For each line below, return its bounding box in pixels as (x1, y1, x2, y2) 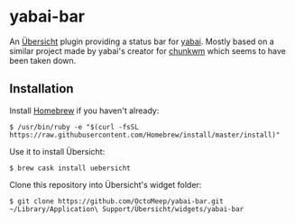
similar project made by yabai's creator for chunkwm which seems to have (9, 45, 286, 56)
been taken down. (9, 55, 77, 66)
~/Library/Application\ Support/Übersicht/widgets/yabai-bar (9, 204, 244, 213)
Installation (9, 81, 74, 96)
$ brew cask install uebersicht (9, 164, 131, 173)
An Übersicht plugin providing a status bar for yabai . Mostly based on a (9, 36, 275, 47)
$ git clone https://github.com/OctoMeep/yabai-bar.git (9, 196, 224, 206)
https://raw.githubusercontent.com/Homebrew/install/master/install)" (9, 130, 281, 139)
